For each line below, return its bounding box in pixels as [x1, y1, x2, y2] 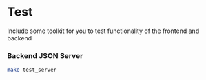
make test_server [7, 66, 57, 74]
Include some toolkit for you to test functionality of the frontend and [7, 27, 200, 35]
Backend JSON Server [7, 51, 83, 60]
